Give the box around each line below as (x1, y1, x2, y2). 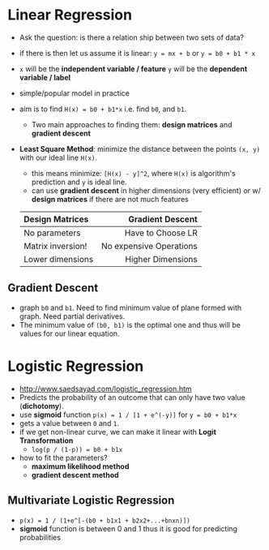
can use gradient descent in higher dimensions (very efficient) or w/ (31, 185, 261, 196)
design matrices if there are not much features (31, 194, 190, 204)
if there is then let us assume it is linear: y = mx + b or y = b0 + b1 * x (19, 48, 256, 58)
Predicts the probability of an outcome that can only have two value (19, 392, 246, 402)
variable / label (19, 72, 70, 82)
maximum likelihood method (31, 461, 130, 471)
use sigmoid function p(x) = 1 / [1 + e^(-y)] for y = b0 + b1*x (19, 410, 237, 419)
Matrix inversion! (23, 240, 88, 251)
